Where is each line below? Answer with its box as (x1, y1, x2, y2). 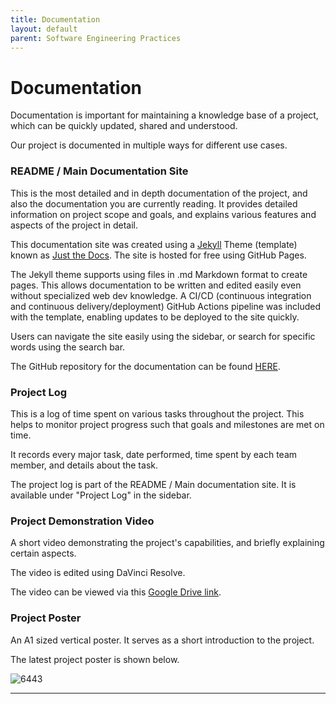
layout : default (10, 24, 78, 34)
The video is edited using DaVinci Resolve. (10, 567, 186, 579)
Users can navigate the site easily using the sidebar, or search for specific (10, 330, 316, 342)
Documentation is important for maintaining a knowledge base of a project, (10, 109, 319, 121)
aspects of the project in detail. (10, 219, 138, 231)
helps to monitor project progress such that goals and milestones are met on (10, 418, 325, 430)
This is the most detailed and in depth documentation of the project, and (10, 187, 308, 199)
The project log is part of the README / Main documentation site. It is (10, 478, 297, 490)
